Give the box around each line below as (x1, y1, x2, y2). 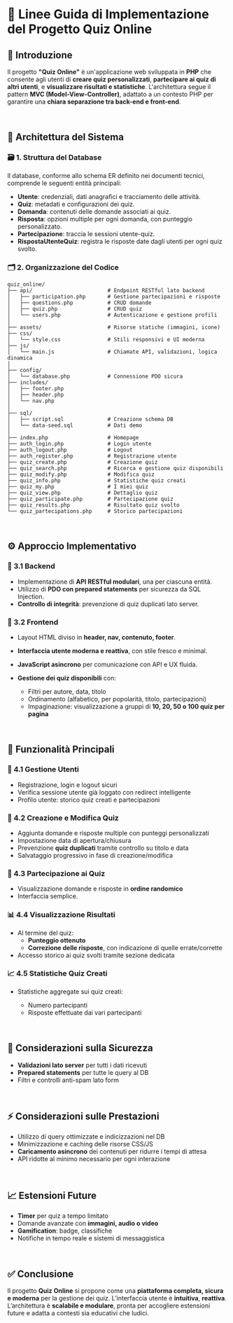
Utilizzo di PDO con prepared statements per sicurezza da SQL (17, 584, 202, 593)
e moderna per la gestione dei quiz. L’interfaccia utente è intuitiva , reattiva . (7, 1294, 227, 1303)
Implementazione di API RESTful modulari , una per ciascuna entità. (17, 577, 212, 586)
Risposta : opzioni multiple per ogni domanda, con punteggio (17, 214, 192, 223)
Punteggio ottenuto (27, 935, 86, 945)
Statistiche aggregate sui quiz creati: (17, 987, 124, 996)
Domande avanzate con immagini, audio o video (17, 1219, 159, 1228)
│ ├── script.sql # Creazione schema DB (7, 416, 174, 423)
